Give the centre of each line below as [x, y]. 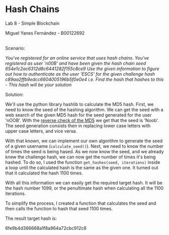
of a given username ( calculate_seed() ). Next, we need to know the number [84, 146]
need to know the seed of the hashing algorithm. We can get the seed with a [84, 109]
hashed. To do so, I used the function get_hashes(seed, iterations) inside [83, 162]
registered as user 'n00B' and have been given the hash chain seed [76, 63]
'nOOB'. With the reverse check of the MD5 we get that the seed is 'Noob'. [82, 120]
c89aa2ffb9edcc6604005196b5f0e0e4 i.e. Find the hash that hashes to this [84, 79]
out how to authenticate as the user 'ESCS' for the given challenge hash [80, 74]
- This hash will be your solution [38, 85]
